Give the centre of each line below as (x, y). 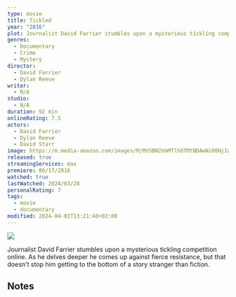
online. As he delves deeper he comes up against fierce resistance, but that (117, 256)
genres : (19, 40)
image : (17, 151)
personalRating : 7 (34, 190)
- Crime (25, 53)
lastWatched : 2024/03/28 (44, 183)
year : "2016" (26, 27)
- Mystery (28, 60)
